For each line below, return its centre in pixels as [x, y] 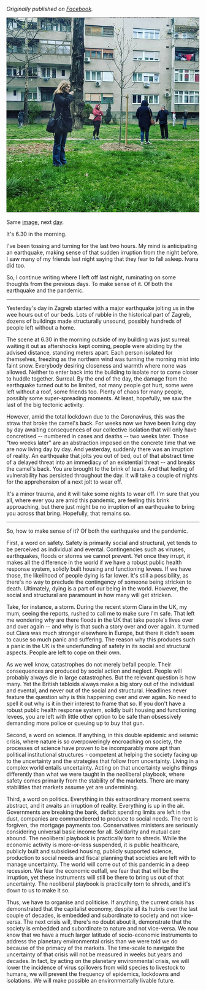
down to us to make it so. [38, 890]
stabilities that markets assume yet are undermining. [72, 787]
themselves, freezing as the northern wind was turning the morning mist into [103, 359]
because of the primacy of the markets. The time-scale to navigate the [96, 948]
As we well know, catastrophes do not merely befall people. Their [89, 664]
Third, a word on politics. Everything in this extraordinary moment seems [98, 799]
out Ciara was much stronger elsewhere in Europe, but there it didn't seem [101, 633]
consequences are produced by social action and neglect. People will [94, 671]
